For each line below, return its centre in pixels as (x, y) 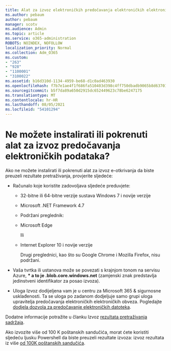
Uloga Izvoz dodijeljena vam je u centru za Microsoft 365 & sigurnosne (87, 290)
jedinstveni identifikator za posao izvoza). (56, 281)
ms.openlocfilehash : (27, 86)
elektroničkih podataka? (58, 156)
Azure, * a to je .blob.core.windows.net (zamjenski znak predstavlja (84, 275)
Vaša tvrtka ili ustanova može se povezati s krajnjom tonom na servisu (86, 270)
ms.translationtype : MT (31, 95)
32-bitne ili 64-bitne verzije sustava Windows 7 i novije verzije (85, 195)
